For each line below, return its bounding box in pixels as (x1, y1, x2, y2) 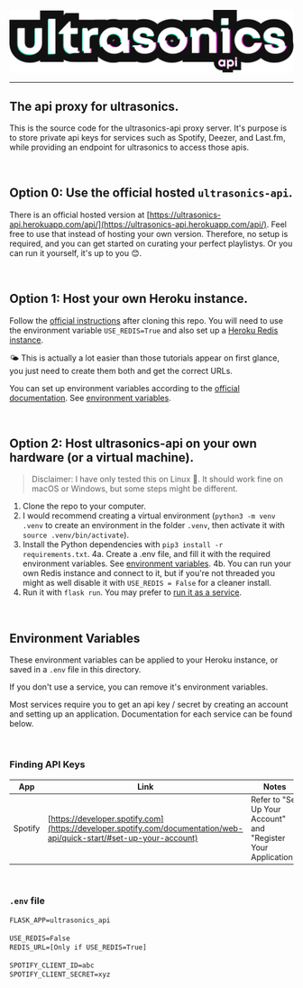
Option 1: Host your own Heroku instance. (9, 291, 248, 306)
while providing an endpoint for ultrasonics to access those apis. (9, 142, 250, 153)
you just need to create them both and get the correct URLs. (9, 365, 233, 376)
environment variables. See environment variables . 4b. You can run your (22, 558, 291, 569)
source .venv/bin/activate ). (22, 529, 129, 541)
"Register (251, 833, 286, 844)
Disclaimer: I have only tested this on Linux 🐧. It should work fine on (31, 474, 284, 485)
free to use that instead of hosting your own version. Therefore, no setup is (9, 228, 289, 239)
